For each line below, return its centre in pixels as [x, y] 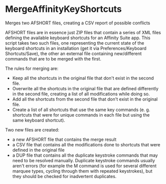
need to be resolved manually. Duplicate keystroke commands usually [83, 160]
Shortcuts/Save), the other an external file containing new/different [74, 54]
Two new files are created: [32, 129]
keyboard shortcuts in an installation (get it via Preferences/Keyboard [76, 48]
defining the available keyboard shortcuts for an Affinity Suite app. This [78, 38]
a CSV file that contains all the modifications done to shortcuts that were [86, 144]
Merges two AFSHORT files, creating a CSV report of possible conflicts [78, 23]
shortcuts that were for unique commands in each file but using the [81, 115]
